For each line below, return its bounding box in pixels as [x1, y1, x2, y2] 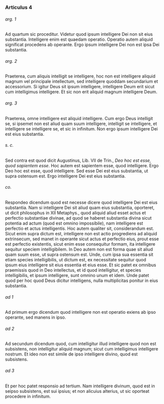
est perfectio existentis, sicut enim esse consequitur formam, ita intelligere [5, 241, 156, 247]
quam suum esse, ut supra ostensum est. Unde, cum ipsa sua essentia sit [5, 252, 153, 257]
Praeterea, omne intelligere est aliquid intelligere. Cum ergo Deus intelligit [5, 115, 153, 121]
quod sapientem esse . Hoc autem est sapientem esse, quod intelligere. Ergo [5, 162, 159, 168]
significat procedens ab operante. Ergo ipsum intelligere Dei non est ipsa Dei [5, 42, 160, 48]
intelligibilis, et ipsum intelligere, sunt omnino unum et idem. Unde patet [5, 272, 149, 278]
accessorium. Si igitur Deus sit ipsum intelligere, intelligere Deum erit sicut [5, 84, 155, 90]
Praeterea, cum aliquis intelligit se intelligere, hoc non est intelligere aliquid [5, 73, 156, 79]
